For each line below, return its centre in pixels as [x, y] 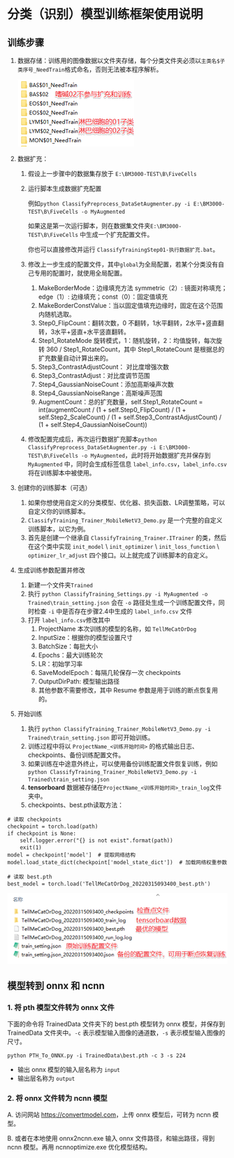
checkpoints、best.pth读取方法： [76, 805]
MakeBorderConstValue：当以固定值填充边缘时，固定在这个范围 [131, 305]
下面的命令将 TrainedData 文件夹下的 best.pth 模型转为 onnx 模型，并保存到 [116, 1024]
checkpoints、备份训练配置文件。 [76, 755]
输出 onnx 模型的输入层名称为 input [68, 1070]
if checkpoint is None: [42, 833]
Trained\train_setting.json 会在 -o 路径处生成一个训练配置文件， [123, 602]
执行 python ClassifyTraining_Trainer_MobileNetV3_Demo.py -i [119, 729]
